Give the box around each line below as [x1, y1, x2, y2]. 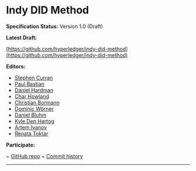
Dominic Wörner [14, 105, 54, 112]
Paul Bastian [14, 80, 45, 88]
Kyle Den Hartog [14, 117, 54, 124]
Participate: [6, 141, 36, 148]
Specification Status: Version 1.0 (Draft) [6, 23, 103, 30]
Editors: [6, 62, 26, 70]
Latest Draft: [6, 34, 37, 41]
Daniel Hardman [14, 86, 54, 93]
